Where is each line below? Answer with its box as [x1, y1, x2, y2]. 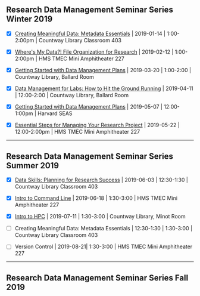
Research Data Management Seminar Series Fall [6, 273, 189, 283]
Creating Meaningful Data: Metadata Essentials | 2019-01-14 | [14, 30, 165, 37]
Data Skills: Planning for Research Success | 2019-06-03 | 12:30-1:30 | [14, 176, 189, 183]
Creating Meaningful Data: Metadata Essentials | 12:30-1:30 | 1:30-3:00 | [14, 225, 192, 232]
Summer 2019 [6, 161, 60, 171]
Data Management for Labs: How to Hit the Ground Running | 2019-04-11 [14, 85, 193, 92]
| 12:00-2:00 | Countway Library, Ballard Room [14, 92, 129, 99]
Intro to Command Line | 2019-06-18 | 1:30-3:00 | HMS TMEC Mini [14, 195, 177, 202]
